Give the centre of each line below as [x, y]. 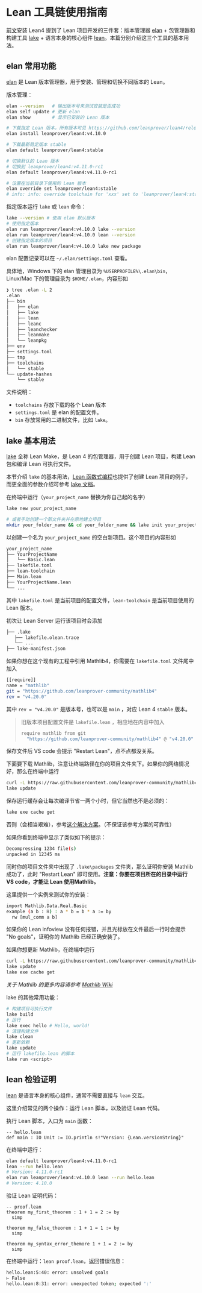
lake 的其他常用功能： [33, 998]
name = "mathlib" [28, 686]
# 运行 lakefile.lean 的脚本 [41, 1054]
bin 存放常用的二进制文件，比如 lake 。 [63, 420]
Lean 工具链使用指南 [57, 12]
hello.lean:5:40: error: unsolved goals [58, 1273]
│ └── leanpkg [26, 341]
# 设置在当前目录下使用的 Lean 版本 [46, 183]
